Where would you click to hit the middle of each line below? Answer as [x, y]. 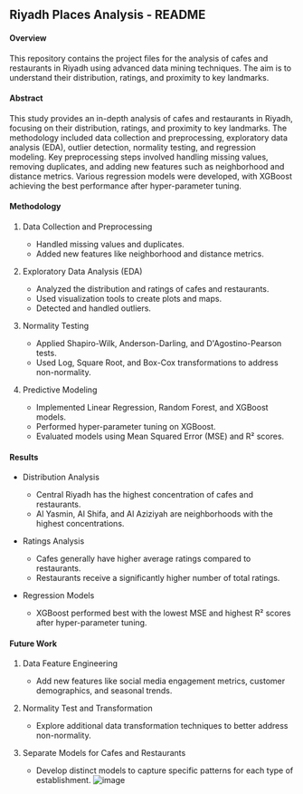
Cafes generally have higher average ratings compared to [143, 559]
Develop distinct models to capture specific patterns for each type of [165, 770]
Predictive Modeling [60, 390]
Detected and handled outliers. [94, 308]
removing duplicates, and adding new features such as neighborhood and [147, 166]
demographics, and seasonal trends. [104, 691]
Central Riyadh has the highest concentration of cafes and [145, 495]
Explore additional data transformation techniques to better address [162, 726]
